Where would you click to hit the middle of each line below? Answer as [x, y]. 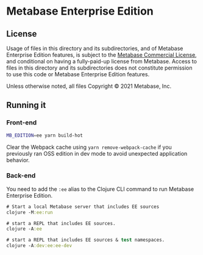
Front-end [22, 123]
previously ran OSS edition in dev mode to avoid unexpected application [97, 153]
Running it [26, 105]
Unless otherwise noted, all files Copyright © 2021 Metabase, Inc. [89, 86]
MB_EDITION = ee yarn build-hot [45, 135]
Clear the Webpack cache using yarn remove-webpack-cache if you [89, 147]
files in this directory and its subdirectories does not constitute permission [100, 68]
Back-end [21, 176]
